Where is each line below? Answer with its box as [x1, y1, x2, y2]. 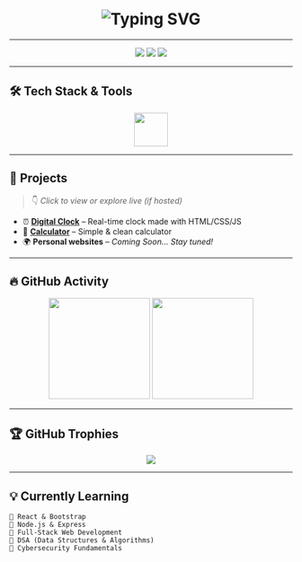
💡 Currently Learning [9, 488, 129, 504]
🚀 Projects [9, 171, 68, 186]
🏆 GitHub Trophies [9, 426, 120, 442]
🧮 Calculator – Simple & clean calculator [22, 225, 173, 237]
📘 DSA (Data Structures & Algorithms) [9, 536, 155, 545]
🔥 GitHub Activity [9, 274, 110, 289]
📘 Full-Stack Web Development [9, 528, 123, 537]
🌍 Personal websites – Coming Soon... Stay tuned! [22, 236, 214, 247]
